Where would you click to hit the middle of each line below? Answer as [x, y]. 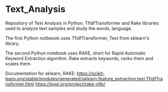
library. [13, 43]
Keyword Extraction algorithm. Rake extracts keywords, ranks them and [79, 58]
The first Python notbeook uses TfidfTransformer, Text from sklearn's [77, 38]
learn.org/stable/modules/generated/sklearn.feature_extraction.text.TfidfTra [84, 78]
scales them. [18, 63]
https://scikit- [91, 73]
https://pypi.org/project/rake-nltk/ [70, 84]
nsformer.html [20, 84]
